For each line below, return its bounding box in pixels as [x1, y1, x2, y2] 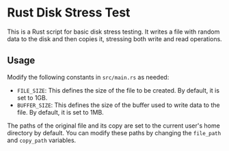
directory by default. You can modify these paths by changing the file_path [7, 128, 221, 137]
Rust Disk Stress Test [7, 5, 131, 21]
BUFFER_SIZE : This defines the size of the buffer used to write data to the [16, 101, 220, 109]
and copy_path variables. [7, 136, 77, 144]
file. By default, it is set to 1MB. [16, 108, 104, 116]
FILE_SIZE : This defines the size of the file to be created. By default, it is [16, 86, 220, 94]
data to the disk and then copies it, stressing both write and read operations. [7, 34, 222, 43]
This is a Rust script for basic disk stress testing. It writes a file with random [7, 27, 220, 36]
